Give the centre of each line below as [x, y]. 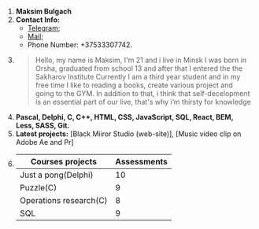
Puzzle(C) [38, 188]
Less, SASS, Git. [43, 126]
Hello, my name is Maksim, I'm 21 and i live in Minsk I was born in [141, 60]
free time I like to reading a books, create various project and [134, 85]
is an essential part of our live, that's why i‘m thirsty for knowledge [143, 102]
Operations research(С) [63, 200]
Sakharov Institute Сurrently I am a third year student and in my [138, 77]
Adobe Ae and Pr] [44, 142]
